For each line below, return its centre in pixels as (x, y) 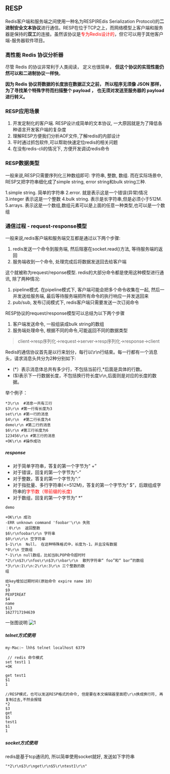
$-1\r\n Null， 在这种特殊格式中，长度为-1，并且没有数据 (61, 544)
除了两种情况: (26, 279)
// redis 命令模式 (25, 657)
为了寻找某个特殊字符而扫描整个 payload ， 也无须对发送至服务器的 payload (85, 91)
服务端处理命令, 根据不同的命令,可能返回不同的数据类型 (70, 330)
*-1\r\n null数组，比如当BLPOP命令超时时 (45, 555)
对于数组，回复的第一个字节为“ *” (47, 497)
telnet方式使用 (21, 635)
